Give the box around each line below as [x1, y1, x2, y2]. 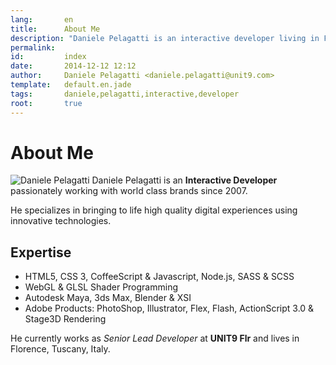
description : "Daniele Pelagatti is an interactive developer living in [10, 33, 320, 43]
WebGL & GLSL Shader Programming [24, 281, 178, 293]
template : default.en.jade [10, 80, 132, 90]
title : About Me [10, 24, 101, 34]
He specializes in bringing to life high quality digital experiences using [10, 204, 298, 216]
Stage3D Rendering [24, 313, 107, 325]
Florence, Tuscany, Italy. [10, 343, 111, 355]
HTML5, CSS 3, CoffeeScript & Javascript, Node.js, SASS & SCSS [24, 271, 295, 283]
